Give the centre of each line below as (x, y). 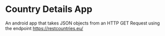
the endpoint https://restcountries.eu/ (44, 28)
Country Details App (49, 9)
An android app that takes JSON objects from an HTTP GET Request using (82, 23)
